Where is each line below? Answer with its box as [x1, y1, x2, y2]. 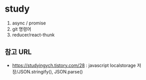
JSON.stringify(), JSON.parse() [18, 68, 83, 74]
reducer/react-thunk [12, 32, 55, 38]
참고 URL [5, 48, 32, 57]
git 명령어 [12, 26, 31, 32]
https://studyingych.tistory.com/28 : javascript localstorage [12, 62, 136, 68]
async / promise [12, 20, 46, 26]
